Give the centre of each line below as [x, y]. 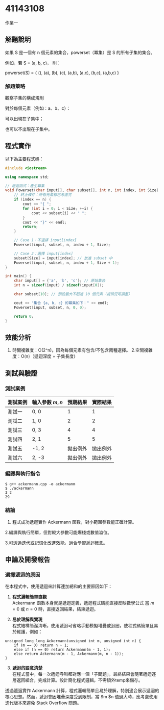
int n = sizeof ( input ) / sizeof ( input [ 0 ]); [59, 285]
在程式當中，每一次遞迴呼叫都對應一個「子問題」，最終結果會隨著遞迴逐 [84, 674]
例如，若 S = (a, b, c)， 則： [33, 63]
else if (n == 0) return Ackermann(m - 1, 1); [62, 650]
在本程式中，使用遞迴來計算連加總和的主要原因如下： [59, 586]
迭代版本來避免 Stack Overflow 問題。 [43, 703]
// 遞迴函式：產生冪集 [25, 186]
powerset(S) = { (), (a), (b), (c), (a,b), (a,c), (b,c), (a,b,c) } [62, 73]
